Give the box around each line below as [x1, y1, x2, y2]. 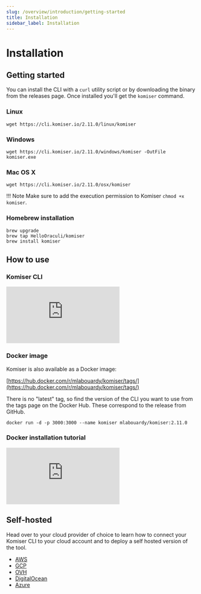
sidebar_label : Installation [6, 20, 80, 26]
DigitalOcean [14, 575, 48, 582]
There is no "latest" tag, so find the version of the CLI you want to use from [6, 395, 193, 402]
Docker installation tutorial [6, 433, 86, 442]
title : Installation [6, 14, 59, 21]
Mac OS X [6, 168, 36, 176]
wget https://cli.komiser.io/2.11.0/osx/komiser [6, 182, 131, 188]
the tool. [6, 544, 27, 551]
